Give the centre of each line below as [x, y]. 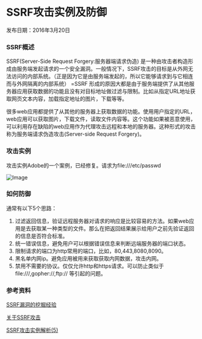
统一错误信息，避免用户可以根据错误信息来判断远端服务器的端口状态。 [102, 243]
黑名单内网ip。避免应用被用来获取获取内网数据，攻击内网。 [88, 258]
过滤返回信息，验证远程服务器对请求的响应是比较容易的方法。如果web [102, 221]
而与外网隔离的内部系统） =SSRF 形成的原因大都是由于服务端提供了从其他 [98, 84]
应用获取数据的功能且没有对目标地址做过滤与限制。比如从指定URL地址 [103, 91]
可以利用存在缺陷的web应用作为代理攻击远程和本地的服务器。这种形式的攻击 [101, 127]
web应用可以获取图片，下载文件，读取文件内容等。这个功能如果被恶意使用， [101, 119]
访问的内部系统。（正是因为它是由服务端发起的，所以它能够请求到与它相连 [102, 76]
